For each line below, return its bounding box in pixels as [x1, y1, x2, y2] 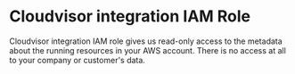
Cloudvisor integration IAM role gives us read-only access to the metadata [9, 36, 283, 46]
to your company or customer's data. [9, 54, 145, 65]
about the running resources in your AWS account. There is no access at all [9, 45, 287, 55]
